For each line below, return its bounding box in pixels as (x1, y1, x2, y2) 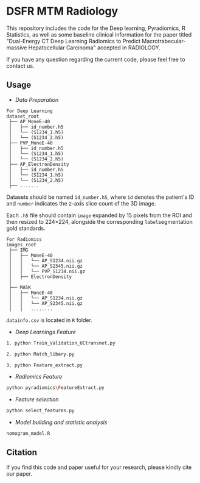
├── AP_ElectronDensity (9, 161, 69, 167)
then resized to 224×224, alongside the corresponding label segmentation (6, 218, 193, 225)
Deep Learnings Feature (15, 328, 76, 335)
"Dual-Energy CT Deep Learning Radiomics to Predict (6, 37, 141, 45)
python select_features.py (6, 407, 75, 414)
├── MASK (9, 284, 32, 290)
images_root (6, 241, 36, 248)
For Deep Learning (6, 108, 53, 114)
